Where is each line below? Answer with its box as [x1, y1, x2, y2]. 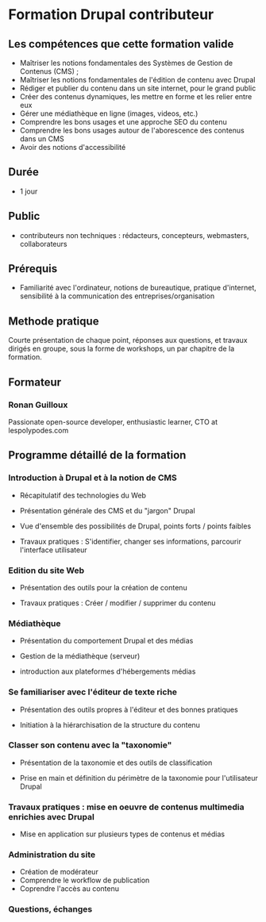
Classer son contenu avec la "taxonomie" [8, 740, 172, 751]
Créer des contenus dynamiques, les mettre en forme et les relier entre [19, 92, 253, 101]
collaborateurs [19, 239, 67, 248]
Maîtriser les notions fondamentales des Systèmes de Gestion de [19, 58, 233, 67]
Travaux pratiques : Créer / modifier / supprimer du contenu [19, 597, 216, 608]
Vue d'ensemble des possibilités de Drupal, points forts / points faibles [19, 521, 252, 531]
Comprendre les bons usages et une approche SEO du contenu [19, 117, 228, 126]
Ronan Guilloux [8, 399, 68, 410]
